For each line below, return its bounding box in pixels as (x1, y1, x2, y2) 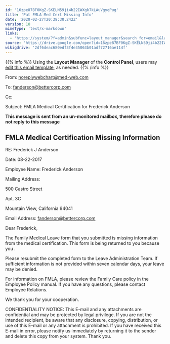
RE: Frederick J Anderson (5, 147, 59, 153)
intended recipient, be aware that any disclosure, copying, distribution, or (5, 317, 158, 323)
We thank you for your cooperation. (5, 296, 79, 303)
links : (5, 31, 19, 36)
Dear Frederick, (5, 225, 38, 231)
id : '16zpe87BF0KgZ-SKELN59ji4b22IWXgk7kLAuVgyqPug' (5, 7, 119, 13)
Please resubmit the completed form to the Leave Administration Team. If (5, 255, 158, 262)
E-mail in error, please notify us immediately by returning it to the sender (5, 328, 156, 334)
